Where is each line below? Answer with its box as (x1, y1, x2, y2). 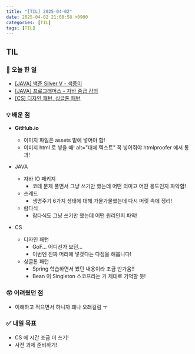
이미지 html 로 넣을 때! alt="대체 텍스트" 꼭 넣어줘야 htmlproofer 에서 (23, 144, 183, 151)
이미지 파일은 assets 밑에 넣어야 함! (23, 136, 105, 144)
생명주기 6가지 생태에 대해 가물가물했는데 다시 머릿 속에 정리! (32, 198, 173, 205)
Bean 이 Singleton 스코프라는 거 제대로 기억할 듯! (32, 273, 146, 280)
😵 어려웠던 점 (6, 289, 44, 297)
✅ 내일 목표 (6, 319, 37, 328)
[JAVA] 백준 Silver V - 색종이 (14, 80, 82, 87)
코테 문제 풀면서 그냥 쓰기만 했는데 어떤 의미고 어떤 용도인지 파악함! (32, 183, 187, 190)
